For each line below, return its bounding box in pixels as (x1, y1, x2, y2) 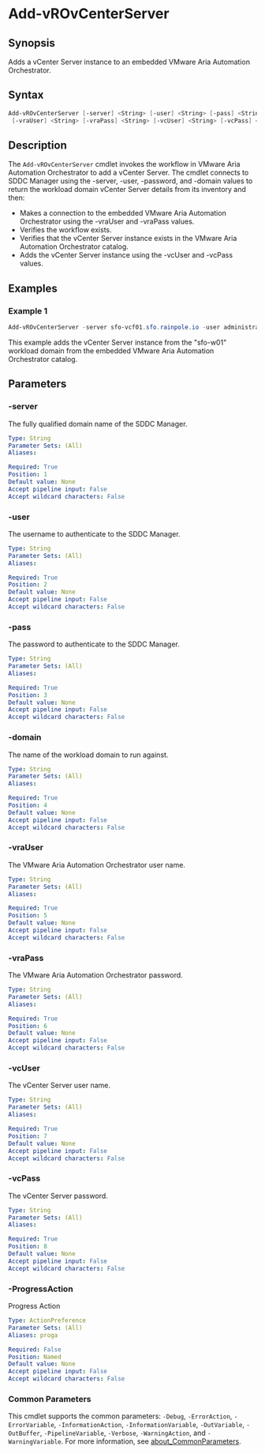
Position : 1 (8, 471, 47, 479)
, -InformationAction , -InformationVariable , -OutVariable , (54, 1420, 245, 1430)
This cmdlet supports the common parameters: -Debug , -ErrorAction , (8, 1411, 233, 1421)
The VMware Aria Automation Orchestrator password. (8, 970, 183, 980)
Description (8, 138, 67, 152)
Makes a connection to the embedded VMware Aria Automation (19, 209, 226, 218)
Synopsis (8, 36, 55, 50)
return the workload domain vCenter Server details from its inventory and (8, 185, 247, 194)
